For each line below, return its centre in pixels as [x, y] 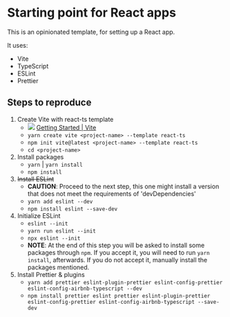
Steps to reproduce [49, 103]
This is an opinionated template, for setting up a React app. [91, 32]
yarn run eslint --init [62, 231]
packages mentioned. [58, 267]
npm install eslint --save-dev [73, 209]
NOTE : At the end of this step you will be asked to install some [116, 245]
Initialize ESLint [39, 215]
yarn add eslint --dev [60, 201]
